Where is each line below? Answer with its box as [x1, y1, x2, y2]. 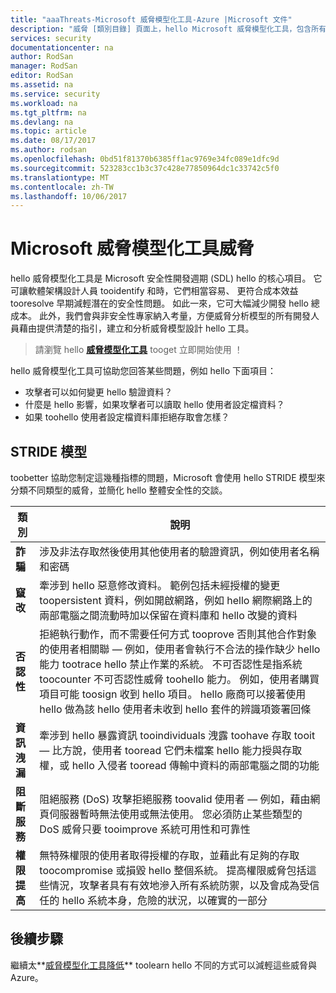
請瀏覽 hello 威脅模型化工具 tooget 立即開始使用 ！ [34, 344, 243, 356]
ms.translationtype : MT [10, 172, 110, 183]
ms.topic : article [10, 126, 87, 136]
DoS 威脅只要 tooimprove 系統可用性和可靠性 [39, 822, 251, 836]
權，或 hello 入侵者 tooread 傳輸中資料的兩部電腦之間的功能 [39, 759, 320, 772]
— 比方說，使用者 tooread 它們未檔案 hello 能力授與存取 [39, 744, 303, 757]
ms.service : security [10, 89, 101, 99]
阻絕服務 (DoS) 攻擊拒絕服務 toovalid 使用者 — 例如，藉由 [39, 792, 311, 806]
